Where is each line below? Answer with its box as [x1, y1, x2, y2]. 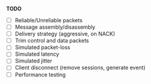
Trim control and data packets [14, 37, 89, 44]
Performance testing [14, 71, 66, 78]
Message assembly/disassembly [14, 23, 96, 31]
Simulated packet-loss [14, 44, 71, 51]
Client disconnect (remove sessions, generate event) [14, 64, 146, 71]
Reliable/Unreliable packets [14, 17, 83, 23]
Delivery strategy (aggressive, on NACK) [14, 30, 116, 38]
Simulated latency [14, 50, 59, 58]
